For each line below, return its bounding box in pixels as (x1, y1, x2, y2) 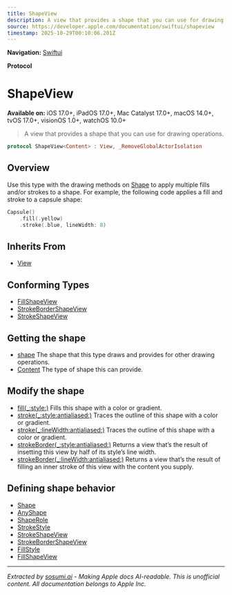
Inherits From (7, 240, 66, 253)
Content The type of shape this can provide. (17, 365, 144, 374)
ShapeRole (17, 515, 48, 524)
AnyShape (17, 508, 47, 516)
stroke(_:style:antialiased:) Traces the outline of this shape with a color (17, 411, 219, 419)
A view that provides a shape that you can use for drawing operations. (23, 129, 224, 138)
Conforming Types (7, 279, 90, 291)
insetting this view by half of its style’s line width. (17, 448, 157, 456)
